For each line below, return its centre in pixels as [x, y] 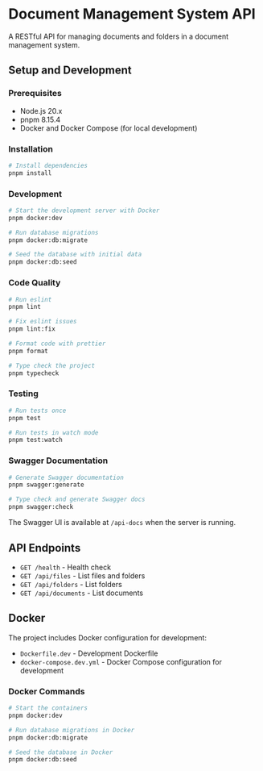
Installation [31, 148]
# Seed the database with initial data [75, 255]
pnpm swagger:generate [46, 485]
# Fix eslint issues [43, 322]
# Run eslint [30, 299]
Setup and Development [70, 71]
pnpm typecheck [34, 373]
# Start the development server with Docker [84, 210]
